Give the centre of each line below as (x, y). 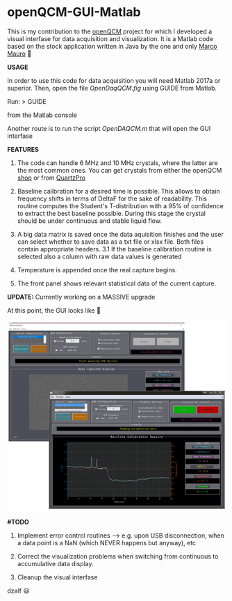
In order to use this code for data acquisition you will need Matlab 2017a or (114, 80)
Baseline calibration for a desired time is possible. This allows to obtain (118, 191)
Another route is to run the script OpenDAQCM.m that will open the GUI (109, 128)
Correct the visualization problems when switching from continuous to (118, 556)
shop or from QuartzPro (51, 178)
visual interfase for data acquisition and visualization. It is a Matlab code (110, 38)
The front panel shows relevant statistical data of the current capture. (117, 283)
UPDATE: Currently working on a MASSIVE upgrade (81, 297)
